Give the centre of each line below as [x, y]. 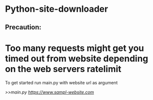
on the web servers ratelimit [63, 69]
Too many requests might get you [75, 48]
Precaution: [23, 27]
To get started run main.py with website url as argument [61, 82]
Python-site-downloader [57, 9]
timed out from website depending [76, 59]
